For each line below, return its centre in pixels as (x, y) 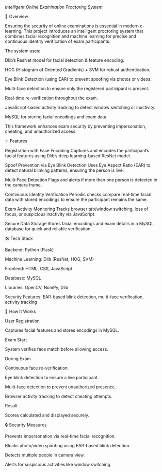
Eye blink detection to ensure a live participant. (52, 377)
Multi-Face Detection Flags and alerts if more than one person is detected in (81, 180)
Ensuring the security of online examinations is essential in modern (72, 26)
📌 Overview (16, 16)
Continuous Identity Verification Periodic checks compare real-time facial (78, 194)
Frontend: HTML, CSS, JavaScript (39, 269)
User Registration (22, 321)
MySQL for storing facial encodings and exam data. (56, 117)
